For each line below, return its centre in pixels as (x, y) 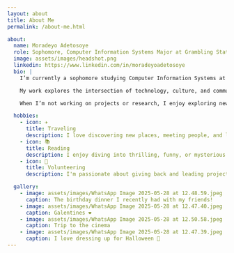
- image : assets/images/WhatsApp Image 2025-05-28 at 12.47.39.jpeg (121, 232)
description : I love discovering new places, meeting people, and (124, 135)
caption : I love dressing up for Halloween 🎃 (93, 239)
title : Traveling (51, 129)
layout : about (28, 14)
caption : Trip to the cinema (68, 226)
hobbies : (26, 116)
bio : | (23, 71)
